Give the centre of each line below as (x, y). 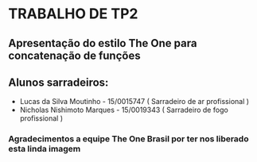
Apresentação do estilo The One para (103, 43)
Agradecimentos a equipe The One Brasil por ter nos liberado (128, 139)
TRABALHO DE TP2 (73, 14)
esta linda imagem (45, 149)
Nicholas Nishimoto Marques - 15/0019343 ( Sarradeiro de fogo (124, 110)
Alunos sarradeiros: (58, 82)
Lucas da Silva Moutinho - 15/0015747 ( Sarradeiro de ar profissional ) (134, 102)
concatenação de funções (74, 55)
